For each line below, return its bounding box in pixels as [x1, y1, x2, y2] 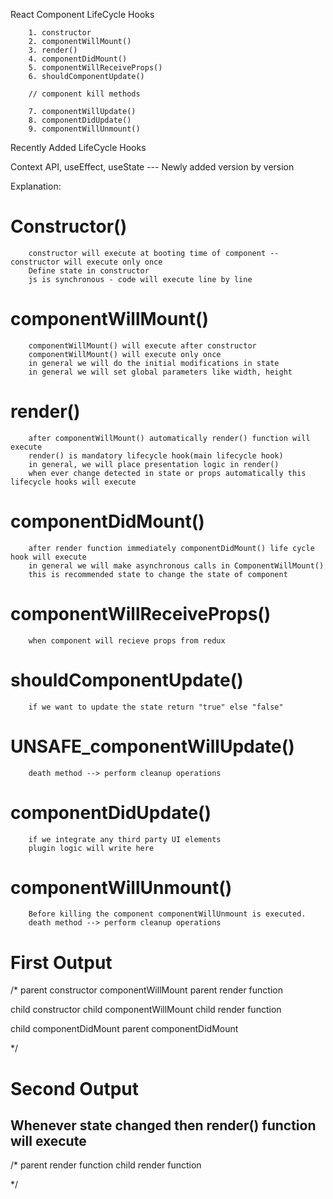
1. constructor [28, 28, 92, 38]
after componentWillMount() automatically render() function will [28, 433, 311, 443]
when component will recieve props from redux [28, 635, 226, 646]
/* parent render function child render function [10, 1159, 202, 1171]
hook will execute [10, 552, 87, 562]
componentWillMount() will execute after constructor [28, 340, 257, 351]
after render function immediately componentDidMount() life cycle [28, 543, 315, 553]
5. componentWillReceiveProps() [28, 63, 163, 73]
